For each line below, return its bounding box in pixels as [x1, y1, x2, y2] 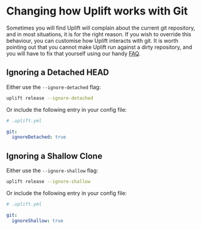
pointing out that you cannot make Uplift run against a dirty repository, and [6, 43, 193, 51]
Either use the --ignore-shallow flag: [6, 167, 99, 174]
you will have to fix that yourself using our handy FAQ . [6, 50, 141, 57]
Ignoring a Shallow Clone [6, 151, 103, 161]
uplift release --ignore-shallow [6, 179, 91, 185]
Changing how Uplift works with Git [6, 4, 188, 18]
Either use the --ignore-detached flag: [6, 83, 101, 91]
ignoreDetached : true [12, 134, 67, 140]
